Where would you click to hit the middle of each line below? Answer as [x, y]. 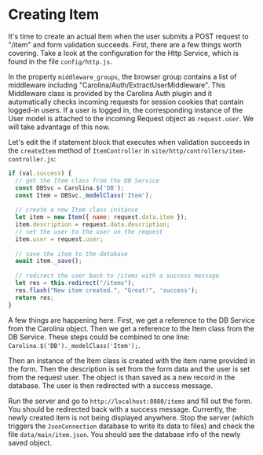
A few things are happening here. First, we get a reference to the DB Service [131, 320]
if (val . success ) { [40, 173]
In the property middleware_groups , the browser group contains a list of [122, 76]
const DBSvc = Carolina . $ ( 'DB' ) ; [70, 188]
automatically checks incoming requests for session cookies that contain [126, 102]
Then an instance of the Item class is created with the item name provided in [132, 361]
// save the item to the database [71, 253]
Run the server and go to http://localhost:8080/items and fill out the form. [130, 401]
